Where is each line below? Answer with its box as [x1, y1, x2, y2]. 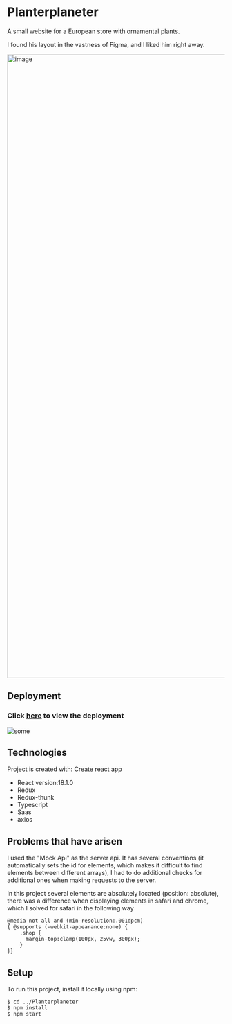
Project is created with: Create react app [7, 765, 122, 773]
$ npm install [7, 1005, 48, 1012]
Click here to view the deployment [7, 711, 124, 721]
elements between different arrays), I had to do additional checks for [7, 869, 202, 877]
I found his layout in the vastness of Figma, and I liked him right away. [7, 40, 205, 48]
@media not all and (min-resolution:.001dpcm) [7, 917, 144, 925]
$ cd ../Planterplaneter [7, 998, 79, 1005]
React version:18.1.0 [17, 779, 74, 787]
